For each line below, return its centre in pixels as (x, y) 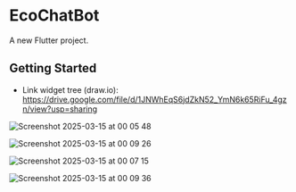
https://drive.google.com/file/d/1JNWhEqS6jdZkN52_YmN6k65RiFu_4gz (154, 99)
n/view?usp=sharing (60, 109)
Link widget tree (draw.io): (70, 89)
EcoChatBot (54, 16)
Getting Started (53, 68)
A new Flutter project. (49, 40)
